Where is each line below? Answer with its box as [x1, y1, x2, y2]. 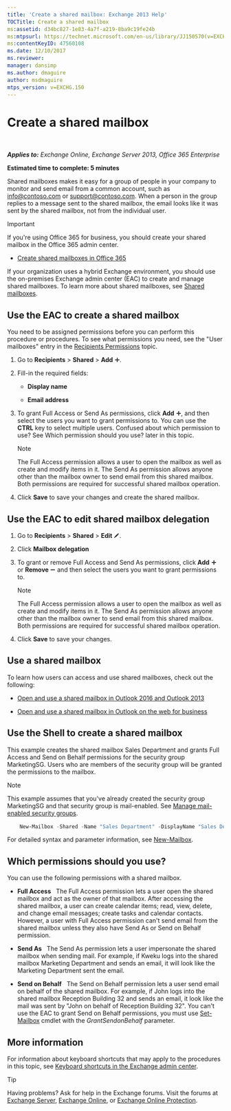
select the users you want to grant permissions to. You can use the [16, 417, 207, 425]
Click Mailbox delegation [16, 545, 89, 553]
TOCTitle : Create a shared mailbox [7, 18, 109, 26]
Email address [27, 396, 69, 404]
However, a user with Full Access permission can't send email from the [16, 917, 219, 925]
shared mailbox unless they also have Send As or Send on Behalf [16, 924, 201, 932]
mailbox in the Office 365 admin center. [7, 241, 119, 249]
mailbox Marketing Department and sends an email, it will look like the [16, 959, 215, 968]
